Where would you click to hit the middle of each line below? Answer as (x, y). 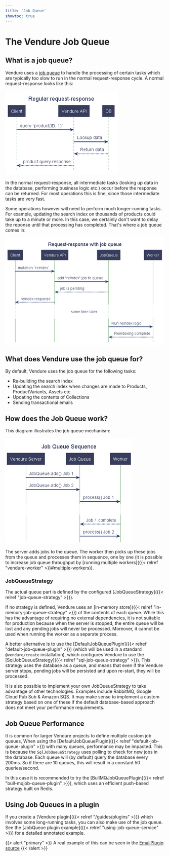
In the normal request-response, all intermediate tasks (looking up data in (82, 182)
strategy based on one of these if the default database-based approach (80, 702)
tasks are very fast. (25, 199)
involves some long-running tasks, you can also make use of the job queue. (84, 822)
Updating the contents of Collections (51, 397)
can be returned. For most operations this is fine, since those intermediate (82, 193)
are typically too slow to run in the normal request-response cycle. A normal (85, 78)
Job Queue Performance (45, 723)
